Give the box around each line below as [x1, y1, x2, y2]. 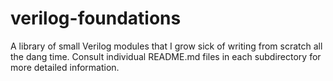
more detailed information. [10, 61, 120, 73]
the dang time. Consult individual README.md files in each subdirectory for [10, 50, 322, 62]
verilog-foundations [10, 7, 182, 30]
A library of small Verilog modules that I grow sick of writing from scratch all [10, 40, 323, 52]
